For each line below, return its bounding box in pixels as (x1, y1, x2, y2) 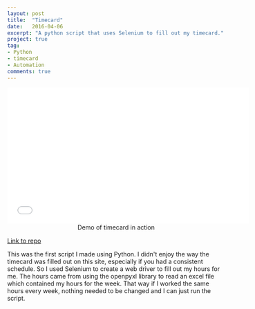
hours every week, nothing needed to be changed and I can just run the (7, 286, 211, 294)
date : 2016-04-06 (7, 23, 64, 30)
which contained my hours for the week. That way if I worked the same (7, 279, 209, 288)
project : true (7, 36, 48, 43)
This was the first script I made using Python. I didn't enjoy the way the (7, 250, 209, 258)
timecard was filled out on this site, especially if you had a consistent (7, 257, 203, 265)
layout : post (7, 10, 45, 17)
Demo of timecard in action (77, 223, 155, 232)
